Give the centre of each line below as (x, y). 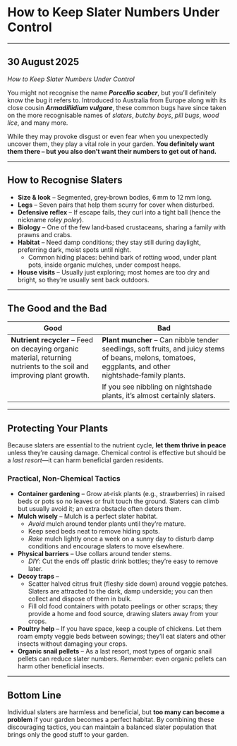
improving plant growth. (50, 375)
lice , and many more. (38, 122)
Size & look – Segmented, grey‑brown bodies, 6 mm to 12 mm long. (115, 197)
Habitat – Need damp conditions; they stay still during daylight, (109, 242)
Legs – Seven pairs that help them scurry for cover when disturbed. (116, 205)
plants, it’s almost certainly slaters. (159, 396)
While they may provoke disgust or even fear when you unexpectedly (108, 136)
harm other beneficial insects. (61, 666)
